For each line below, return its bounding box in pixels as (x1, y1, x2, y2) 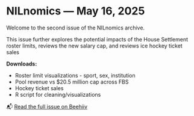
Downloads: (6, 60, 37, 67)
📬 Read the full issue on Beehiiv (6, 103, 88, 110)
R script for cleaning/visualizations (14, 91, 101, 98)
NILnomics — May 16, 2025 (6, 4, 145, 18)
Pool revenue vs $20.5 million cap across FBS (14, 78, 129, 85)
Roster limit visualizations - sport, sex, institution (14, 72, 136, 79)
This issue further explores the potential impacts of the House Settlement (6, 35, 189, 43)
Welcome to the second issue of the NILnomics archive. (6, 24, 145, 31)
